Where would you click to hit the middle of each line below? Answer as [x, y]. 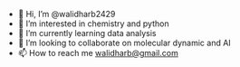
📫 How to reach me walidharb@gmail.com [98, 53]
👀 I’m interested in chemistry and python [93, 24]
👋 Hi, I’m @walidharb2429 [67, 14]
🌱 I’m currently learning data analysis [87, 33]
